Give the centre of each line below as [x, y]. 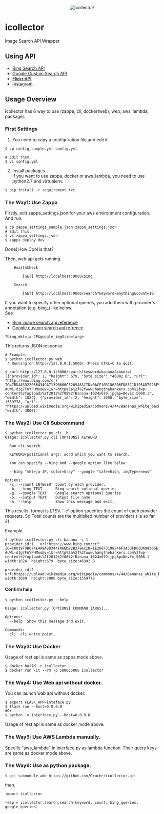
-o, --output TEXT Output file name [50, 498]
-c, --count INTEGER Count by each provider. [58, 485]
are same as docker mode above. [39, 753]
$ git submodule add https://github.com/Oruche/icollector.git [71, 776]
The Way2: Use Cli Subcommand [45, 423]
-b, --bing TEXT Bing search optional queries [63, 489]
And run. [14, 218]
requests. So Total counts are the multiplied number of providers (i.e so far [80, 516]
